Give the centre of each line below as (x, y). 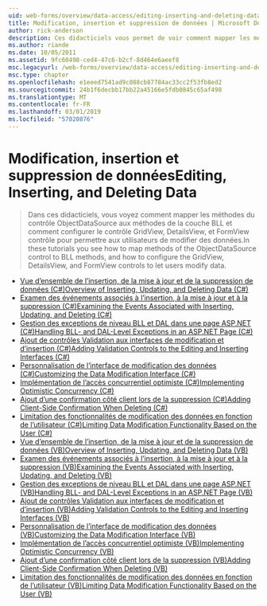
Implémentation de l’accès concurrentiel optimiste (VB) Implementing (132, 543)
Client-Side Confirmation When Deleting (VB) (94, 568)
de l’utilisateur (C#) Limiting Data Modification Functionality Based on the (138, 424)
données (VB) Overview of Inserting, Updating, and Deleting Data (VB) (134, 450)
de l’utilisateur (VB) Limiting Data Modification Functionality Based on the (138, 585)
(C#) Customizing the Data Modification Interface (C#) (108, 373)
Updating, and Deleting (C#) (66, 315)
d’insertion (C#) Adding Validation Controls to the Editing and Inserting (134, 348)
